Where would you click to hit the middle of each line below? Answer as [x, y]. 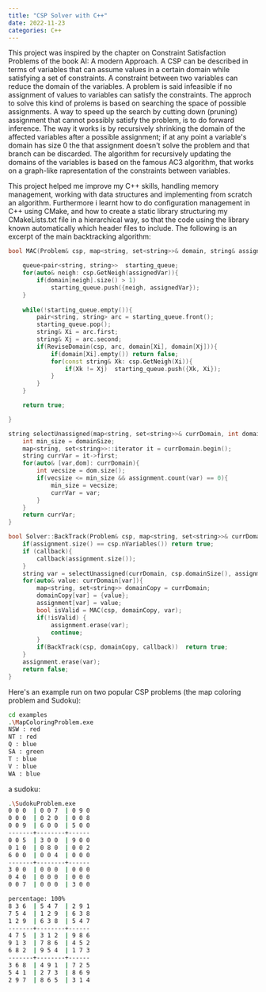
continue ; [66, 632]
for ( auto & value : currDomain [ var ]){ [83, 581]
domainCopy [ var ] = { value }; [83, 596]
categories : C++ [35, 30]
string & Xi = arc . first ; [78, 332]
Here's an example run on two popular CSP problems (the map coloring [125, 691]
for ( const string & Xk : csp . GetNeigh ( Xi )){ [122, 362]
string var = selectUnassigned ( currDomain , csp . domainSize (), [127, 573]
